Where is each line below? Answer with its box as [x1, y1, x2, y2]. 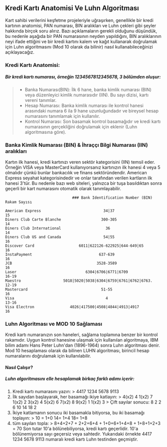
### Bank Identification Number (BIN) [72, 195, 153, 200]
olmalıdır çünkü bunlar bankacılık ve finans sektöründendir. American [5, 170, 147, 175]
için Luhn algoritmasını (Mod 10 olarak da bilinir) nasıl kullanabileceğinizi [5, 43, 153, 49]
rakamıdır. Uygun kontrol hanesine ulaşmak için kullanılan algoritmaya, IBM [5, 337, 159, 343]
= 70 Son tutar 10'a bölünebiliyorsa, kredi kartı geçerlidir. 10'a [12, 426, 139, 432]
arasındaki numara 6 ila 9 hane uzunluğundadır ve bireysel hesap [24, 107, 159, 114]
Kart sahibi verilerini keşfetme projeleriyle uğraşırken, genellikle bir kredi [5, 17, 154, 23]
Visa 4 [5, 296, 108, 301]
